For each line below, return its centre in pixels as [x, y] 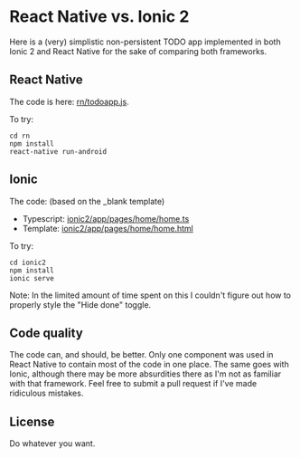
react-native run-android [58, 151]
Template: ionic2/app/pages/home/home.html [108, 228]
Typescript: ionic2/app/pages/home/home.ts [106, 218]
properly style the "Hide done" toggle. [80, 304]
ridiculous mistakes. [47, 393]
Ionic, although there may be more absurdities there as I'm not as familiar [145, 374]
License [32, 421]
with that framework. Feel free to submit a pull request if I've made [133, 384]
